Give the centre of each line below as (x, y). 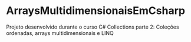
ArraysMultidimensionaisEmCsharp (96, 11)
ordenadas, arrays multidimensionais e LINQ (60, 33)
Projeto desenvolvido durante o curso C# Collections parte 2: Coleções (93, 27)
